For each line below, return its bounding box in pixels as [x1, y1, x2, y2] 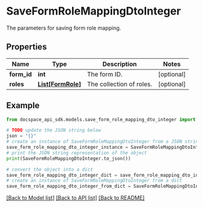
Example [6, 100, 40, 111]
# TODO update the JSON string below [6, 127, 101, 134]
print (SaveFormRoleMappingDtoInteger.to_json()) [6, 156, 131, 162]
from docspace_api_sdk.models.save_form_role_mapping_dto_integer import [6, 116, 196, 122]
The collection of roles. [87, 80, 152, 88]
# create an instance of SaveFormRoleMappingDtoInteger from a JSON [6, 139, 182, 145]
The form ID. [87, 70, 123, 78]
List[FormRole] [37, 80, 82, 88]
